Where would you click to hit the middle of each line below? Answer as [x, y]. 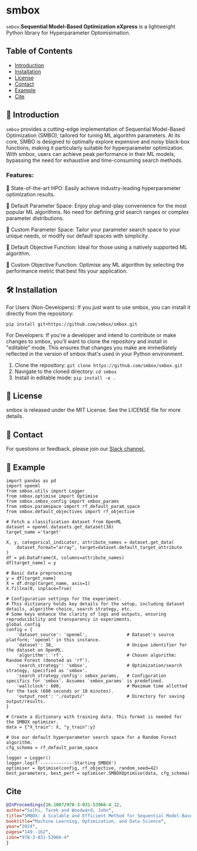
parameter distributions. [35, 218]
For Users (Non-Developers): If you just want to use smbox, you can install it [98, 307]
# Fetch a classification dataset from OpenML [64, 522]
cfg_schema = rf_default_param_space [52, 748]
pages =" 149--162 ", [28, 832]
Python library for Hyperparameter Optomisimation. [68, 32]
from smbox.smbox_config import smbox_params [62, 501]
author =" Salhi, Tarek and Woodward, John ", [60, 810]
